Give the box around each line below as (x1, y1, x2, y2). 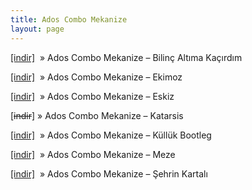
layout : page (10, 24, 65, 34)
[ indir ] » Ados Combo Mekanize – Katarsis (10, 109, 184, 121)
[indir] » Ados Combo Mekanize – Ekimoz (10, 71, 183, 83)
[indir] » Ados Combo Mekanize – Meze (10, 148, 176, 160)
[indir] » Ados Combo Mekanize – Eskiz (10, 90, 175, 102)
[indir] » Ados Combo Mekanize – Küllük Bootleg (10, 129, 212, 141)
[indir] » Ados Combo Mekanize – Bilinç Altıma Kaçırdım (10, 51, 243, 63)
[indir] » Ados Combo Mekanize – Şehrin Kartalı (10, 167, 208, 180)
